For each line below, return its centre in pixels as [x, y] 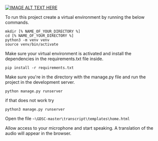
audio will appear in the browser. [38, 133]
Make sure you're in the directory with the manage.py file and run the [76, 77]
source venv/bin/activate [32, 44]
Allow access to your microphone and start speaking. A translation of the [79, 128]
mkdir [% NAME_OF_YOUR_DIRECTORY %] [43, 32]
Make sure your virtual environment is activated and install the [68, 53]
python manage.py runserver [34, 91]
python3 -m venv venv [27, 40]
